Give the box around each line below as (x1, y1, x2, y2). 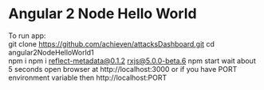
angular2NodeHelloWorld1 (8, 47, 94, 57)
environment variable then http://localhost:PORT (8, 73, 167, 82)
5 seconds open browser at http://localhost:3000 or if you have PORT (8, 64, 238, 73)
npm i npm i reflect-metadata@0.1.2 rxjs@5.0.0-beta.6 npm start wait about (8, 56, 257, 66)
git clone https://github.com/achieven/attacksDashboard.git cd (8, 39, 215, 48)
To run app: (8, 31, 46, 40)
